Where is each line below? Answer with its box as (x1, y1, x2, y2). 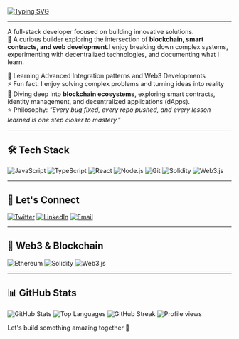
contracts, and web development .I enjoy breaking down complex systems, (7, 43, 229, 51)
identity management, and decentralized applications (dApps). (7, 98, 191, 106)
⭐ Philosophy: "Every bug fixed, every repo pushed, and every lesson (7, 105, 211, 114)
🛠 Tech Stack (7, 144, 70, 156)
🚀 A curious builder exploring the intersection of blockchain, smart (7, 35, 204, 43)
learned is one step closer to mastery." (7, 115, 121, 125)
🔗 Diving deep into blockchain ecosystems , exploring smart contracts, (7, 90, 216, 98)
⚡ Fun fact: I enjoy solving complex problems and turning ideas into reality (7, 80, 225, 88)
